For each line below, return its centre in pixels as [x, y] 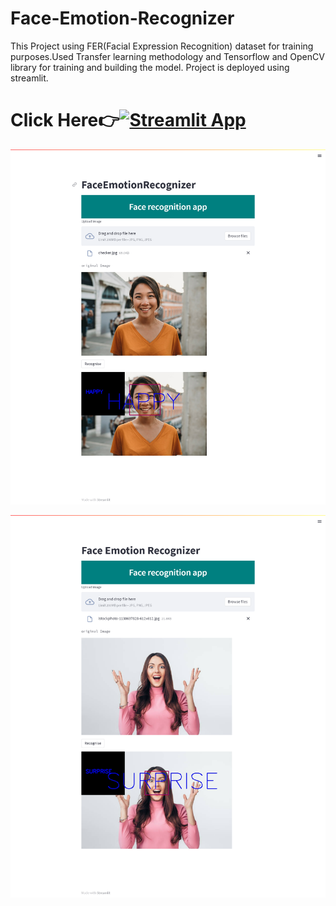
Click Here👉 [65, 120]
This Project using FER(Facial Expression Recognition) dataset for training [162, 46]
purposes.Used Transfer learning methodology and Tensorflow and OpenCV [167, 56]
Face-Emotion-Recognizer [122, 18]
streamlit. [29, 78]
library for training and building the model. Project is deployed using [150, 67]
